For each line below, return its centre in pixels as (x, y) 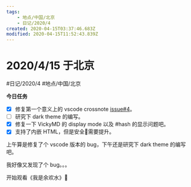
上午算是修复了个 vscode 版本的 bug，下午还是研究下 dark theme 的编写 (96, 144)
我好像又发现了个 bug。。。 (38, 165)
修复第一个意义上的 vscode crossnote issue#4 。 (75, 109)
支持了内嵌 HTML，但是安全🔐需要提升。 (64, 132)
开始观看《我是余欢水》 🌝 (37, 177)
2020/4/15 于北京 (50, 66)
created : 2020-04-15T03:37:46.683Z (51, 29)
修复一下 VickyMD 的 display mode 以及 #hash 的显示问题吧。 (92, 124)
